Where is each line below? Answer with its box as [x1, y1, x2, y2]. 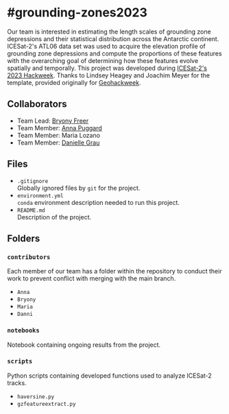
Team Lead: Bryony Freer [16, 117, 89, 125]
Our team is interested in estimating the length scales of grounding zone [7, 27, 211, 36]
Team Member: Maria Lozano [16, 131, 101, 139]
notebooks [7, 327, 40, 334]
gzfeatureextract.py [16, 400, 76, 407]
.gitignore [16, 178, 49, 184]
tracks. [7, 378, 27, 387]
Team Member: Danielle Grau [16, 138, 100, 147]
